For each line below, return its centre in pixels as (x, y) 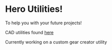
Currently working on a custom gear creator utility (56, 42)
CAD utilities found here (29, 32)
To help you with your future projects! (43, 23)
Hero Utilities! (34, 9)
